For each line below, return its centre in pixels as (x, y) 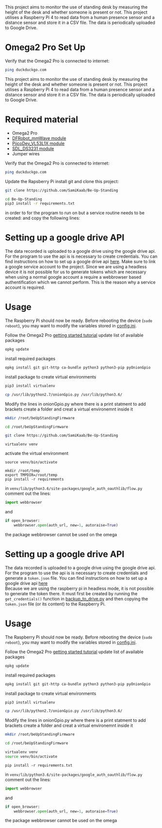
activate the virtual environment (37, 453)
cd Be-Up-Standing (24, 199)
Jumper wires (26, 153)
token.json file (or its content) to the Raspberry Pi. (55, 604)
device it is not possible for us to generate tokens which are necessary (76, 272)
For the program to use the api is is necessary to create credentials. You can (81, 256)
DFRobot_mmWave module (39, 138)
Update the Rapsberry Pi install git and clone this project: (62, 181)
